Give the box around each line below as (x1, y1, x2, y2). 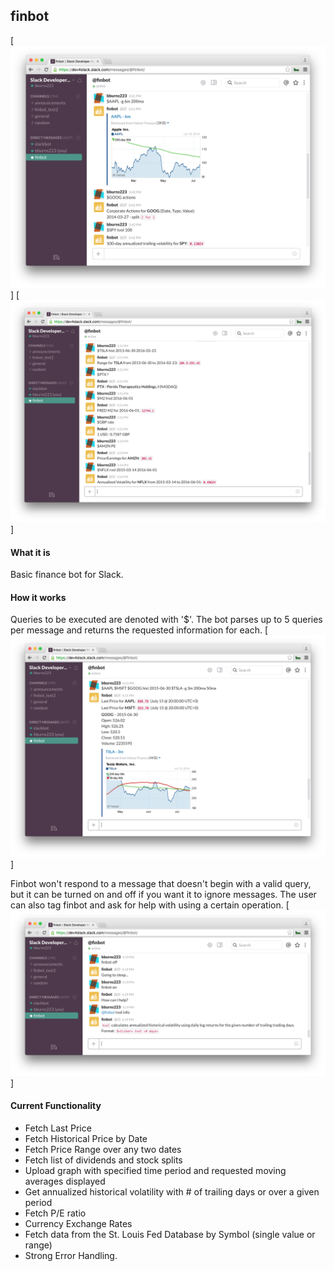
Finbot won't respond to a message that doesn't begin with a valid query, (10, 877, 312, 889)
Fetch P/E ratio (24, 1207, 87, 1219)
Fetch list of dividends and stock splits (24, 1154, 183, 1166)
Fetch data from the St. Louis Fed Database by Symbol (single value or (24, 1228, 316, 1240)
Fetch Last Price (24, 1122, 92, 1134)
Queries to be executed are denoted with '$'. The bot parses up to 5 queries (10, 614, 323, 626)
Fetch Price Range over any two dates (24, 1143, 182, 1155)
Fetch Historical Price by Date (24, 1132, 148, 1144)
